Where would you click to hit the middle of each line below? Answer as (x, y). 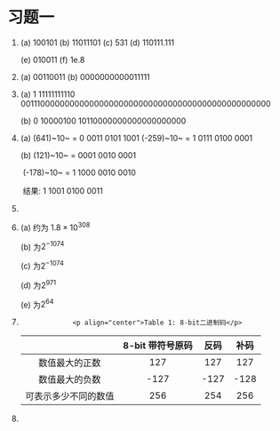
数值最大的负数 (69, 379)
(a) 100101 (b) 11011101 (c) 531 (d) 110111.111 (97, 42)
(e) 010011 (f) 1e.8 (52, 60)
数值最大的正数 (69, 363)
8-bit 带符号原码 (158, 346)
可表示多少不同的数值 (69, 396)
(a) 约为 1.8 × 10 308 (55, 227)
